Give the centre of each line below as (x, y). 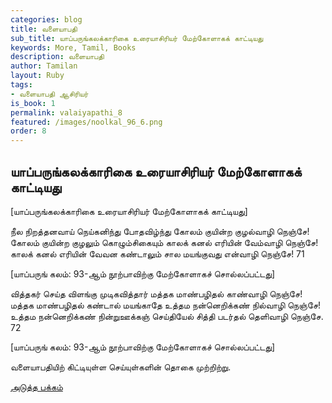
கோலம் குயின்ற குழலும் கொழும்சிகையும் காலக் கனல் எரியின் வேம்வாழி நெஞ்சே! (164, 242)
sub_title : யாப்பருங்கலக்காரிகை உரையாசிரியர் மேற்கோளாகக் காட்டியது (137, 38)
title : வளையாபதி (44, 29)
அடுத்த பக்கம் (36, 387)
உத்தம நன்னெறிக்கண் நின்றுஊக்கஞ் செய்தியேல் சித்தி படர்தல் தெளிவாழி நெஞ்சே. (167, 316)
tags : (21, 85)
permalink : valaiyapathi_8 (66, 112)
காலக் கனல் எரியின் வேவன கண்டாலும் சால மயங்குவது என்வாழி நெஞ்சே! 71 (157, 253)
